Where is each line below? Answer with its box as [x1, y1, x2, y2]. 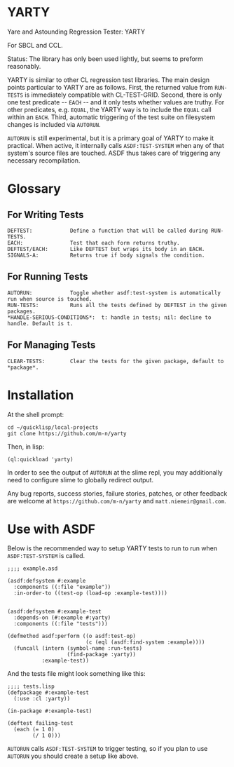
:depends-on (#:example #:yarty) [13, 614, 111, 621]
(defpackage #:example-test [7, 689, 90, 696]
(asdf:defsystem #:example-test [7, 608, 102, 616]
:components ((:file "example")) [13, 583, 111, 591]
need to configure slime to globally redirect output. [7, 475, 154, 484]
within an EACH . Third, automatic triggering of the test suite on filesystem [7, 113, 216, 121]
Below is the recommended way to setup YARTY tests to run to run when [7, 544, 218, 552]
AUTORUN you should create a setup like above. [7, 752, 139, 761]
